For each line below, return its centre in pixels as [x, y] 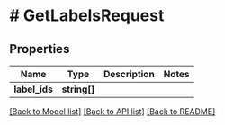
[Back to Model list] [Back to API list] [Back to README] [112, 112]
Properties [40, 49]
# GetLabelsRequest [87, 16]
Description [129, 74]
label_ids [34, 89]
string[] [78, 89]
